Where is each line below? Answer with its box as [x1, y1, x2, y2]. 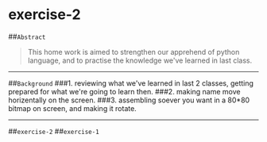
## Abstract [8, 32, 46, 41]
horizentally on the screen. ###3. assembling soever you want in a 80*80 [8, 95, 250, 105]
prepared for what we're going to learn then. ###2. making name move [8, 86, 241, 96]
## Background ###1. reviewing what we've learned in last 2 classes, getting [8, 78, 254, 88]
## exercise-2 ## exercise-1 [8, 126, 99, 136]
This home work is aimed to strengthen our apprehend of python [27, 47, 240, 56]
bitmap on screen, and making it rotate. [8, 103, 137, 113]
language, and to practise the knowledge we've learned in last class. [27, 56, 253, 65]
